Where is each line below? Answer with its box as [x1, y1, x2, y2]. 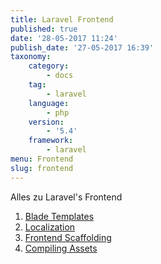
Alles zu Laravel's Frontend [10, 191, 123, 203]
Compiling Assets [24, 242, 98, 254]
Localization [24, 221, 76, 233]
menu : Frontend [10, 154, 74, 164]
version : [28, 117, 65, 127]
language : [28, 98, 70, 108]
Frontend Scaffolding [24, 231, 112, 243]
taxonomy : [10, 52, 52, 62]
